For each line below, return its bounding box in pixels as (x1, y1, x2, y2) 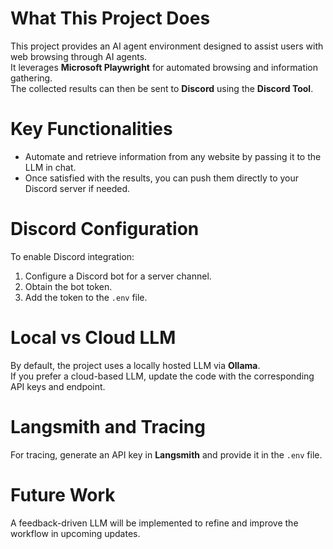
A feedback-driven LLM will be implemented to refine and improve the (10, 517, 299, 529)
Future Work (10, 483, 116, 506)
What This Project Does (10, 7, 211, 30)
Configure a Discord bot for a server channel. (24, 270, 212, 282)
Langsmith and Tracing (10, 415, 206, 438)
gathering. (10, 72, 53, 84)
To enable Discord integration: (10, 250, 135, 262)
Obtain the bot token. (24, 280, 113, 292)
